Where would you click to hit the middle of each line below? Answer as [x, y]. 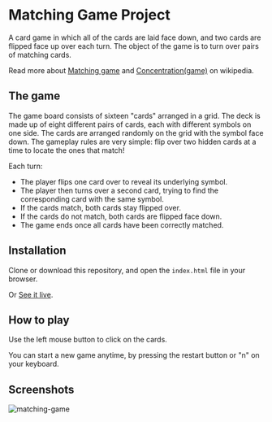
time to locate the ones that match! [67, 150]
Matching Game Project [89, 15]
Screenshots [41, 389]
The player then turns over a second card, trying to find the [119, 190]
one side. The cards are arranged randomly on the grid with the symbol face [136, 133]
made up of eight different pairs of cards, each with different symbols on [130, 124]
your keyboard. [34, 364]
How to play [39, 320]
